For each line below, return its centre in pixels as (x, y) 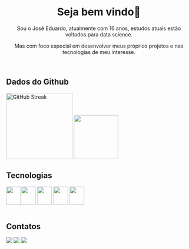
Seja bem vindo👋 (99, 12)
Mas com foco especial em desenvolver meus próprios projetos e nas (99, 46)
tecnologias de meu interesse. (99, 52)
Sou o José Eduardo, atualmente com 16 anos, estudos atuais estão (99, 28)
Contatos (24, 226)
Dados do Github (37, 82)
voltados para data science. (99, 34)
